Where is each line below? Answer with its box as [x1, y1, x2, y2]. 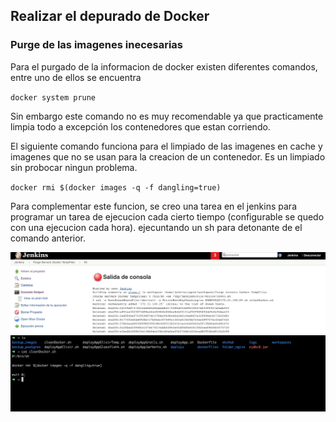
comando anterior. [10, 232, 87, 244]
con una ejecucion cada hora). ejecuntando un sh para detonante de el [10, 221, 303, 233]
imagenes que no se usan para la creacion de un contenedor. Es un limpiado [10, 150, 326, 163]
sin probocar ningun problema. [10, 161, 138, 173]
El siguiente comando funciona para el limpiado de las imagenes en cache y [10, 140, 323, 152]
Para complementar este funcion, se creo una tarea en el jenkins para [10, 200, 297, 212]
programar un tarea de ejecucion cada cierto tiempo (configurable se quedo [10, 210, 325, 223]
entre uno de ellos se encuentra [10, 71, 142, 83]
